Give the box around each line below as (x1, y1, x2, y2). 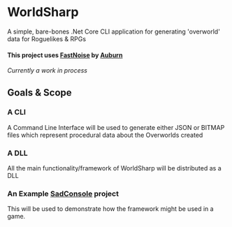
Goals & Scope (7, 87, 72, 98)
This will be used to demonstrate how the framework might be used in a (7, 205, 215, 213)
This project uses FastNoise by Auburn (7, 50, 123, 59)
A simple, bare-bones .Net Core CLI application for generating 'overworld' (7, 27, 220, 36)
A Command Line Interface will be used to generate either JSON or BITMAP (7, 123, 225, 131)
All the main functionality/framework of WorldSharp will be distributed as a (7, 164, 222, 173)
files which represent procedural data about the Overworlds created (7, 131, 203, 139)
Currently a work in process (7, 66, 87, 75)
